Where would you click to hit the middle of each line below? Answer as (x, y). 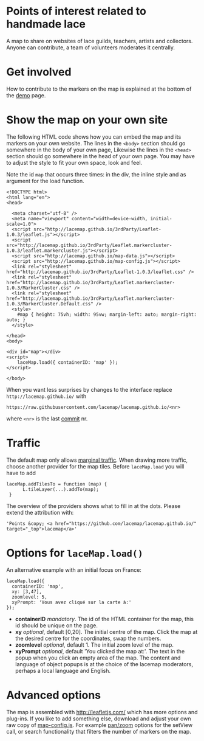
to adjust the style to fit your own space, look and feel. (74, 162)
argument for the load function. (46, 181)
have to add (21, 473)
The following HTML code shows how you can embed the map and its (94, 137)
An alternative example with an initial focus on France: (74, 569)
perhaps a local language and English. (63, 670)
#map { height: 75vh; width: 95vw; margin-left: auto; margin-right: (107, 315)
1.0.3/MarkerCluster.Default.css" (50, 304)
